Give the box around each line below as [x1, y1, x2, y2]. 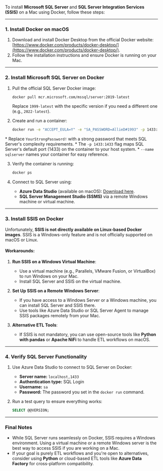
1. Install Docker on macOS [5, 26, 69, 32]
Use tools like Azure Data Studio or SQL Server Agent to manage [19, 308, 149, 313]
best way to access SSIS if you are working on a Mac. [12, 445, 120, 451]
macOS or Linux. [5, 237, 38, 243]
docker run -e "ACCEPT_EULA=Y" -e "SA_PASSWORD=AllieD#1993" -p [12, 127, 145, 132]
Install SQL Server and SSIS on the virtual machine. [19, 278, 122, 284]
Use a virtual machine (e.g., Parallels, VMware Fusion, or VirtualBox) [19, 268, 156, 274]
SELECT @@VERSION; [12, 408, 49, 413]
